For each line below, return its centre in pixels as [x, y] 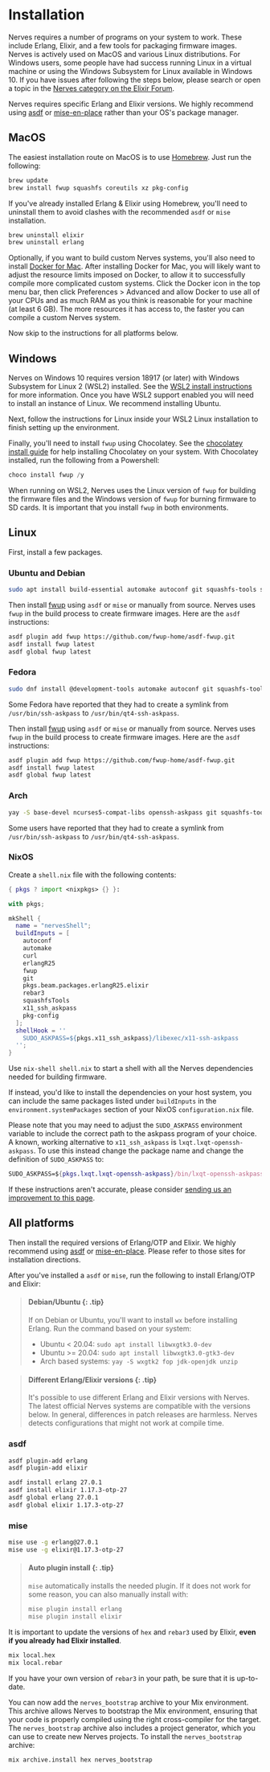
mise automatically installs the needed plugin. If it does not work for [139, 1586]
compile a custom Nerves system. [65, 318]
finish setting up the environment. [64, 428]
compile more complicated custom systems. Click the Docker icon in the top [135, 284]
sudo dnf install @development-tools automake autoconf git [111, 689]
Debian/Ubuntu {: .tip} [66, 1302]
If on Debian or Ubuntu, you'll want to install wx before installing [133, 1320]
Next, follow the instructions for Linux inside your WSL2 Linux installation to [133, 419]
